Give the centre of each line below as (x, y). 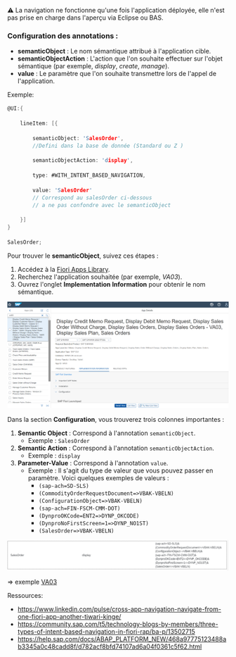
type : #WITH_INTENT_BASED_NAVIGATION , (89, 175)
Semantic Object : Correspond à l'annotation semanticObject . (106, 433)
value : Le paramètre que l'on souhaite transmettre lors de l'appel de (117, 74)
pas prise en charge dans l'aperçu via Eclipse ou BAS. (85, 18)
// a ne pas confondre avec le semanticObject (102, 205)
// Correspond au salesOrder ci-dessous (92, 198)
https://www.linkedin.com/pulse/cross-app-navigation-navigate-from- (119, 609)
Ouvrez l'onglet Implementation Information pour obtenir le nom (111, 284)
